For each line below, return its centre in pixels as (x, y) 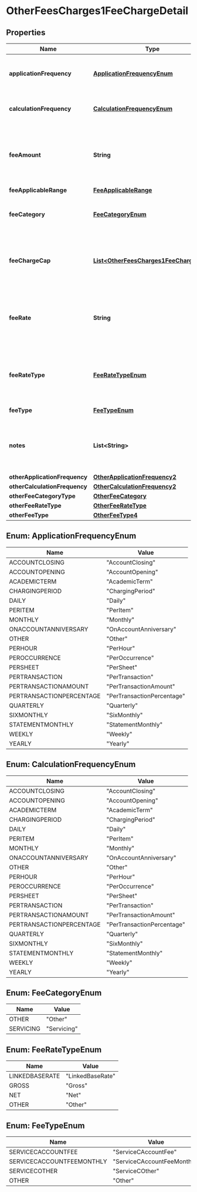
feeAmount (25, 155)
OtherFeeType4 (115, 515)
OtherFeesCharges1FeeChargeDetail (97, 11)
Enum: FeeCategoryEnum (54, 993)
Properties (26, 33)
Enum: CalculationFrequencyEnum (71, 764)
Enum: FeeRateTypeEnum (54, 1050)
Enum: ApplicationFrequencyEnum (71, 536)
